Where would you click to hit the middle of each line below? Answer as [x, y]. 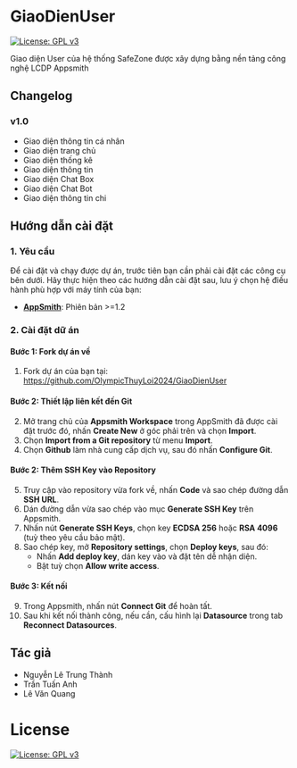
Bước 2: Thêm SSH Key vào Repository [83, 470]
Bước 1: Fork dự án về [50, 351]
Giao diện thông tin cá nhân [74, 141]
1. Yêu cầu [33, 251]
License [40, 730]
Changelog [41, 96]
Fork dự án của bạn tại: [66, 371]
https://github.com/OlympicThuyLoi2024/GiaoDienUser [125, 380]
